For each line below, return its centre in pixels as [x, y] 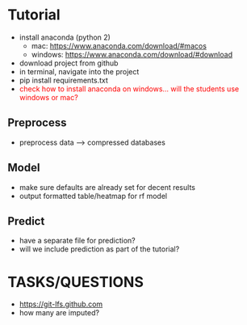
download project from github [69, 63]
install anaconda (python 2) [65, 37]
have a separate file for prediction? [77, 241]
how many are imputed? [59, 313]
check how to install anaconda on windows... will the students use [129, 89]
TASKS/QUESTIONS [76, 282]
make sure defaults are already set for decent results [107, 187]
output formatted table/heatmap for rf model [93, 196]
